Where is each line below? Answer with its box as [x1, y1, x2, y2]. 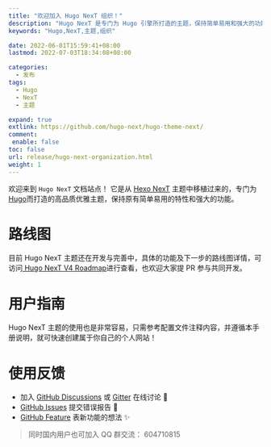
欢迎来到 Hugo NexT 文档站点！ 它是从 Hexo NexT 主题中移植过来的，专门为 [8, 183, 257, 194]
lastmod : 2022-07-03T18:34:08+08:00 [8, 49, 131, 57]
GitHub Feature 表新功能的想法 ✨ [19, 412, 131, 422]
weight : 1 [8, 161, 42, 169]
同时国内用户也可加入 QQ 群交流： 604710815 [27, 429, 181, 440]
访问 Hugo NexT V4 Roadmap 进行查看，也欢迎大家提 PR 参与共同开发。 [8, 263, 248, 273]
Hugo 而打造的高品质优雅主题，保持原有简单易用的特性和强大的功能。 [8, 194, 239, 203]
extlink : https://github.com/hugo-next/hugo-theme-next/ [8, 123, 204, 132]
